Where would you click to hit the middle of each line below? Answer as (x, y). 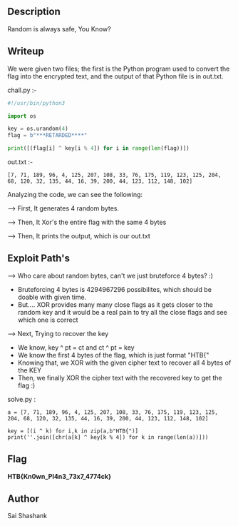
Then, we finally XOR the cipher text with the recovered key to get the (120, 378)
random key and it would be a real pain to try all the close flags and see (123, 312)
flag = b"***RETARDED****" (47, 136)
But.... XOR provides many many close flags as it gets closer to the (115, 304)
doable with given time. (52, 297)
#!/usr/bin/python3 (36, 103)
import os (22, 116)
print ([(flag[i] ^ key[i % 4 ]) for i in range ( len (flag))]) (99, 148)
